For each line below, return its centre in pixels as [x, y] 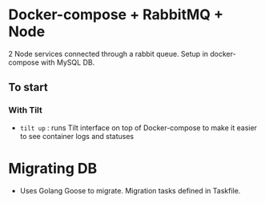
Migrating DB [53, 168]
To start [28, 88]
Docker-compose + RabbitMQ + [116, 15]
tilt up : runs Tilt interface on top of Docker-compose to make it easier [139, 127]
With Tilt [25, 110]
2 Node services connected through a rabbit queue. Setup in [108, 54]
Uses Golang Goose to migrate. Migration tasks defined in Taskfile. [130, 190]
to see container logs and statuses [77, 136]
